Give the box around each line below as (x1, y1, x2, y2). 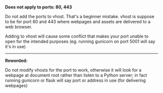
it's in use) (5, 44, 26, 49)
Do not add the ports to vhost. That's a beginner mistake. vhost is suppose (5, 14, 154, 19)
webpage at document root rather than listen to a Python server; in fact (5, 73, 147, 78)
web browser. (5, 24, 33, 30)
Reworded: (5, 58, 28, 63)
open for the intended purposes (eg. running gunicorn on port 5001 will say (5, 38, 155, 44)
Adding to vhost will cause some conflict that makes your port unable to (5, 34, 149, 39)
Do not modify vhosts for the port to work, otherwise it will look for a (5, 67, 142, 73)
